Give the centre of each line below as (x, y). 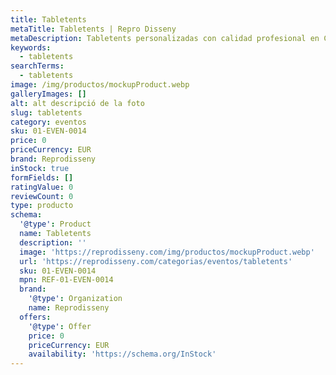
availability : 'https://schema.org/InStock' (122, 354)
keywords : (31, 47)
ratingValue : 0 (42, 187)
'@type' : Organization (75, 299)
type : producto (42, 206)
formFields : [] (42, 177)
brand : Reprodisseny (53, 159)
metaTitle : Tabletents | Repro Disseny (93, 29)
